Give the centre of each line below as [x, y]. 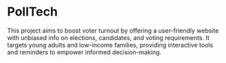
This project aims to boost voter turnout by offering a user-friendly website [113, 30]
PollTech [33, 12]
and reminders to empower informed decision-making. [84, 52]
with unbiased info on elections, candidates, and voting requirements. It [108, 37]
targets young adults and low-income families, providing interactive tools [110, 45]
